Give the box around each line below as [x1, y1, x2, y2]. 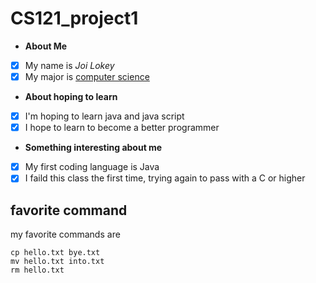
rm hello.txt [10, 265, 65, 276]
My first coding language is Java [24, 161, 160, 173]
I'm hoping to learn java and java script [24, 110, 185, 122]
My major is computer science [24, 71, 150, 82]
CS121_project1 [10, 7, 139, 30]
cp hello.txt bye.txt [10, 248, 101, 258]
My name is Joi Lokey [24, 59, 115, 71]
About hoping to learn [24, 91, 118, 103]
